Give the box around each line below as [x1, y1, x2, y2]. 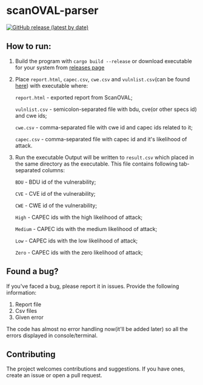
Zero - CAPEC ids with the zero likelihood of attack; [15, 249, 143, 256]
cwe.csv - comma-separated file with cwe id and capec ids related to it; [15, 124, 193, 131]
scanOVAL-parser [6, 4, 99, 18]
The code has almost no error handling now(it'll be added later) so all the [6, 325, 188, 332]
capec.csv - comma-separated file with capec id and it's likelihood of [15, 135, 187, 142]
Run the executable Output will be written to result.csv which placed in [15, 153, 195, 161]
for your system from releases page [15, 64, 105, 71]
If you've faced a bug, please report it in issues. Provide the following [6, 283, 179, 290]
